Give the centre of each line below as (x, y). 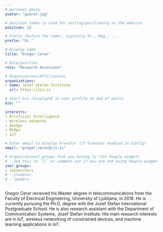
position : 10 (18, 27)
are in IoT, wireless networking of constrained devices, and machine (73, 219)
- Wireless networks (26, 121)
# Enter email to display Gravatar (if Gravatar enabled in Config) (76, 144)
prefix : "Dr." (19, 41)
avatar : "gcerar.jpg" (27, 14)
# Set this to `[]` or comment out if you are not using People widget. (82, 161)
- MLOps (13, 130)
